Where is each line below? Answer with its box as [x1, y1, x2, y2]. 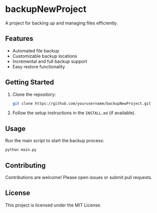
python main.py [5, 147, 37, 153]
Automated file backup [12, 47, 59, 53]
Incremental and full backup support [12, 58, 87, 64]
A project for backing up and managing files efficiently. [5, 20, 118, 26]
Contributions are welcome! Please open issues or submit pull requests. [5, 174, 153, 180]
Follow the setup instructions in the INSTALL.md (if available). [12, 110, 136, 116]
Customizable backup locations [12, 53, 77, 59]
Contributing [5, 161, 46, 170]
